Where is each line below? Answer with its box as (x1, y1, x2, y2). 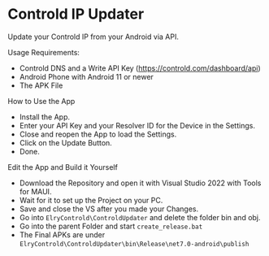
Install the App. (19, 111, 71, 122)
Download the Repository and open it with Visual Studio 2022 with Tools (19, 178, 262, 188)
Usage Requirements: (7, 47, 80, 57)
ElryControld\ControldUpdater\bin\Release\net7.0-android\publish (19, 240, 249, 248)
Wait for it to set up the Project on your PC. (19, 195, 163, 205)
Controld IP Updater (7, 5, 145, 24)
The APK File (19, 80, 63, 90)
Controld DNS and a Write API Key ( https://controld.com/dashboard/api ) (19, 63, 261, 73)
